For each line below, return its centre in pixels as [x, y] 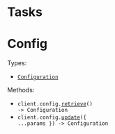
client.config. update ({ [52, 118]
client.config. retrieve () [55, 104]
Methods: [21, 90]
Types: [17, 63]
